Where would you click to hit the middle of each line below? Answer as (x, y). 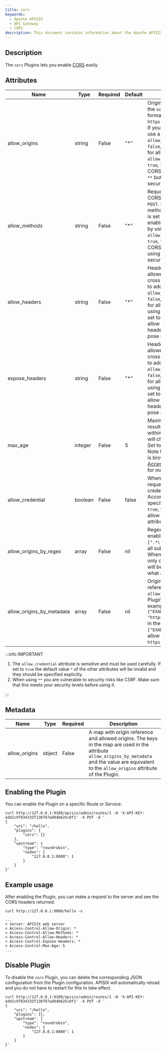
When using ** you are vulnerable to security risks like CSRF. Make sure (86, 679)
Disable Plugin (28, 965)
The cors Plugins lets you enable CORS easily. (52, 65)
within (154, 433)
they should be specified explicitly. (47, 674)
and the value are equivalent (122, 762)
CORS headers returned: (30, 902)
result (154, 426)
